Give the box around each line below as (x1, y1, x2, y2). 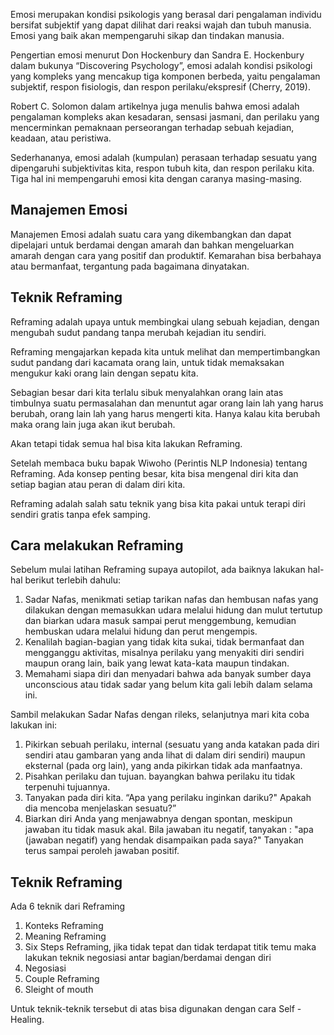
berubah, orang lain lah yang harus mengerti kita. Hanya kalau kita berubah (10, 407, 321, 419)
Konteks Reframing (24, 920, 104, 932)
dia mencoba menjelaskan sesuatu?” (24, 802, 177, 814)
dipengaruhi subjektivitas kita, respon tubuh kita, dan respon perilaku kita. (10, 162, 315, 174)
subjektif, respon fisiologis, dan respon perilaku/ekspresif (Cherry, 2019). (10, 81, 311, 93)
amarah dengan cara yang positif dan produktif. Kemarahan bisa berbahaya (10, 249, 322, 261)
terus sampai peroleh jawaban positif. (24, 845, 180, 857)
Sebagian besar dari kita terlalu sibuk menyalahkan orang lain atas (10, 386, 284, 398)
